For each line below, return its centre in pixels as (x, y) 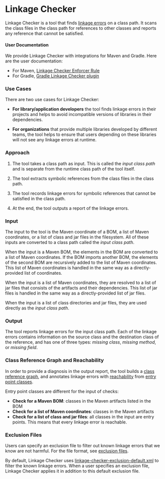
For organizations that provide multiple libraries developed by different (84, 129)
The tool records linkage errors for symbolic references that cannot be (84, 193)
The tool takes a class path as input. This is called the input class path (84, 163)
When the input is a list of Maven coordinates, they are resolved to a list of (81, 283)
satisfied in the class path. (39, 198)
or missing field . (21, 348)
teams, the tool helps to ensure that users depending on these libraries (84, 134)
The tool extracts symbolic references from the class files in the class (83, 178)
